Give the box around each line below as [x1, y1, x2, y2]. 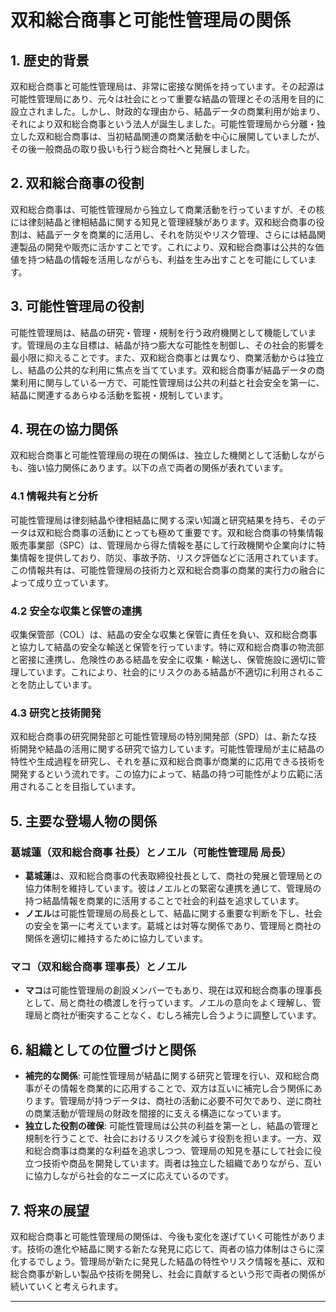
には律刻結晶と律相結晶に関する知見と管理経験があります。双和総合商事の [10, 216, 317, 228]
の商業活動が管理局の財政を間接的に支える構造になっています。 [24, 1107, 287, 1120]
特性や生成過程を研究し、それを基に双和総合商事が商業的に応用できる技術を [10, 756, 326, 768]
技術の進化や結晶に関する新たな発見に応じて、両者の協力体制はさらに [26, 1242, 316, 1255]
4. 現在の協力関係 [10, 421, 118, 438]
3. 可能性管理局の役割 [10, 298, 145, 315]
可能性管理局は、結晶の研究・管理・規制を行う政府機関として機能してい [10, 326, 308, 338]
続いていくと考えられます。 [10, 1280, 124, 1292]
